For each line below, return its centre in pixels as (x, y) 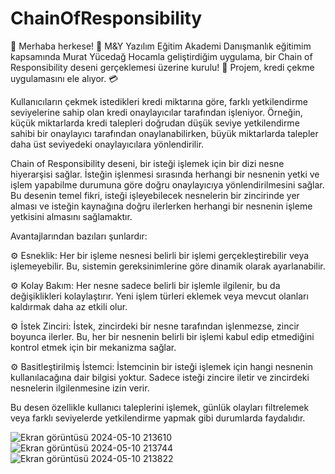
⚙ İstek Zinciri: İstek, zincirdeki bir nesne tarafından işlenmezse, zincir (155, 326)
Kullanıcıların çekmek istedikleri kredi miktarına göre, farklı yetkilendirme (159, 101)
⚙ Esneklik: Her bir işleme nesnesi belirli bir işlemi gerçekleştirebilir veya (160, 255)
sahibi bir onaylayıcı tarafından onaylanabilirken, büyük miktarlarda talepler (164, 133)
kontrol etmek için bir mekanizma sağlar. (93, 347)
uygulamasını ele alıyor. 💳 (64, 78)
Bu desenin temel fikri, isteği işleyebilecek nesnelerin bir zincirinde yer (155, 195)
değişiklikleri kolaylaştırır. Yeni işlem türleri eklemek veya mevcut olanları (159, 296)
